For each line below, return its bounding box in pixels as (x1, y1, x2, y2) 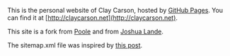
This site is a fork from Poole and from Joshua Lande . (7, 28, 164, 35)
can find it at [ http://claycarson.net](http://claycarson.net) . (7, 13, 178, 22)
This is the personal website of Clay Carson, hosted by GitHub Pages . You (7, 6, 224, 14)
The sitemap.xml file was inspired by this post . (7, 41, 143, 49)
